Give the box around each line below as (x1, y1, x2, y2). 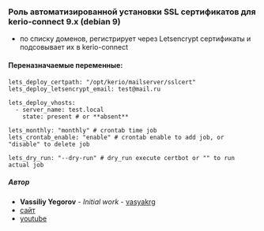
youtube (19, 214, 47, 223)
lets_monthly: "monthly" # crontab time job (8, 126, 157, 134)
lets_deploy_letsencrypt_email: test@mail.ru (8, 85, 160, 93)
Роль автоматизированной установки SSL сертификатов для (8, 6, 256, 17)
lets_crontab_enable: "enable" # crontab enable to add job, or (8, 133, 224, 141)
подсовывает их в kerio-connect (19, 43, 129, 52)
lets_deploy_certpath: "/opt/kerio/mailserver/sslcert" (8, 78, 196, 86)
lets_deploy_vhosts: (8, 99, 77, 106)
